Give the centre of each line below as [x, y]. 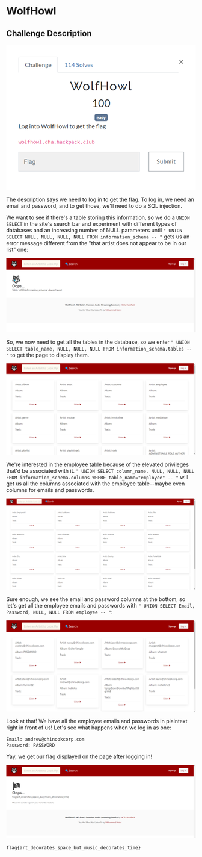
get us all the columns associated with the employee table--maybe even [96, 484]
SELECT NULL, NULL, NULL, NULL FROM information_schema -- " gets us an [98, 237]
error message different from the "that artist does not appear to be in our [96, 243]
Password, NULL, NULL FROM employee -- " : [60, 612]
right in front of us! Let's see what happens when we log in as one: [89, 728]
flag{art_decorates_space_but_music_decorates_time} [74, 847]
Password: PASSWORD [31, 745]
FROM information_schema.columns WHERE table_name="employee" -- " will [97, 477]
